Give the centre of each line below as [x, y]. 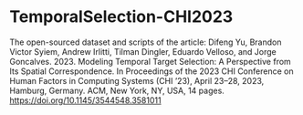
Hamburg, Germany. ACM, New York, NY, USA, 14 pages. [117, 90]
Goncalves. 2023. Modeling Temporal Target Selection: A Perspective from [151, 61]
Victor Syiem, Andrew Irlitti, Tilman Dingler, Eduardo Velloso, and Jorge [143, 51]
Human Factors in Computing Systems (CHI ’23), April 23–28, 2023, [137, 80]
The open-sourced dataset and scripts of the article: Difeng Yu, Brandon [146, 42]
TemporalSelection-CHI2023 [121, 17]
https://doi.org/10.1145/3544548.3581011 [85, 100]
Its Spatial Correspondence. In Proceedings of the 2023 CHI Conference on [151, 71]
